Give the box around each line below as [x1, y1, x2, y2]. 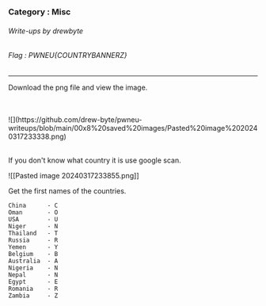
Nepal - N [8, 270, 59, 279]
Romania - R [8, 285, 59, 293]
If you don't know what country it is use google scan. [8, 155, 181, 165]
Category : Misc [8, 6, 71, 17]
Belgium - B [8, 250, 59, 258]
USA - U [8, 215, 59, 224]
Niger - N [8, 222, 59, 230]
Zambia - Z [8, 292, 59, 300]
